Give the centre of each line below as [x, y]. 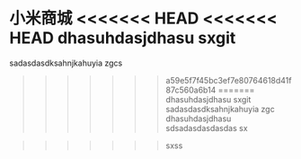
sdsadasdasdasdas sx [207, 128]
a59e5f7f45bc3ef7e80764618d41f [229, 80]
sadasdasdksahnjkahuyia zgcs [66, 63]
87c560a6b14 [191, 90]
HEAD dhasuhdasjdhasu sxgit [123, 38]
